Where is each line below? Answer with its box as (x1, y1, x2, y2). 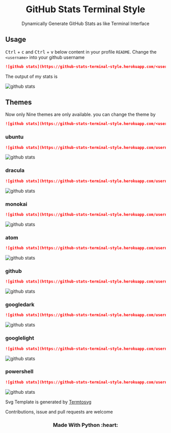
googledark (5, 301, 35, 308)
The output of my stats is (5, 73, 58, 80)
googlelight (5, 335, 35, 342)
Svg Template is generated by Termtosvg (5, 399, 92, 405)
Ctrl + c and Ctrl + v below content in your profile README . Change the (5, 48, 157, 55)
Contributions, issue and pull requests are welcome (5, 409, 113, 415)
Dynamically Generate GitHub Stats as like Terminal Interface (21, 20, 150, 27)
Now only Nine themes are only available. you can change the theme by (5, 111, 156, 118)
